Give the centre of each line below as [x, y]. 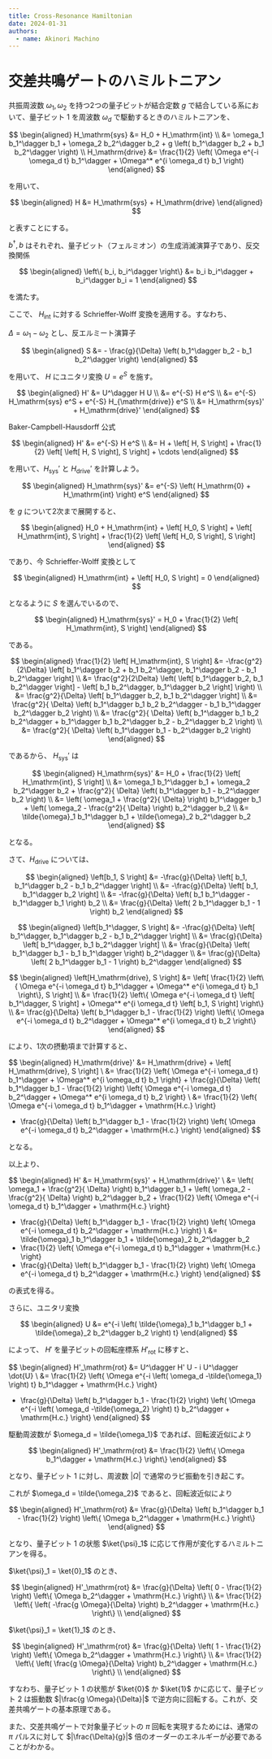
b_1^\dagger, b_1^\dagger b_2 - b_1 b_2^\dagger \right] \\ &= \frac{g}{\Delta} [136, 936]
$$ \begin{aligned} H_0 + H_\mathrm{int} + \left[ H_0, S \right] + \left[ [136, 528]
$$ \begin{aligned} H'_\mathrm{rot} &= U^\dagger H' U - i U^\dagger [123, 1367]
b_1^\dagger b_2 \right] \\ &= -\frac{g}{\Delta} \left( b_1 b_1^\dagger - [136, 894]
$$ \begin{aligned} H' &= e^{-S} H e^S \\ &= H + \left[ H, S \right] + [123, 443]
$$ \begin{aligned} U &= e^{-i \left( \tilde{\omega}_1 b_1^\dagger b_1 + [136, 1324]
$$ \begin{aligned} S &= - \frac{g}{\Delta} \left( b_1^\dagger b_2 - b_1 [136, 351]
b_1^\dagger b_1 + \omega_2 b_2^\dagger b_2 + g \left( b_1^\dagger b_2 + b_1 [136, 143]
